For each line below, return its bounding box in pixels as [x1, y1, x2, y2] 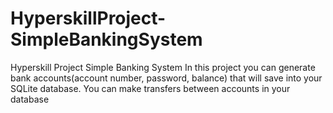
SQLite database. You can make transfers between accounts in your [10, 82, 291, 94]
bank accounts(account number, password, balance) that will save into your [10, 72, 323, 84]
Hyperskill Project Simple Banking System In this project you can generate [10, 61, 316, 73]
